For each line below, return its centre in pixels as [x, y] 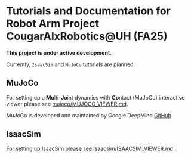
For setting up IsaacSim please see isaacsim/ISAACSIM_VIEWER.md [90, 148]
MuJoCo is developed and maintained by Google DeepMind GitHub [89, 115]
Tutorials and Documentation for [89, 11]
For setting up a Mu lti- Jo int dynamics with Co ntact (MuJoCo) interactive [95, 97]
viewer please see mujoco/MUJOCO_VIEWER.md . [67, 104]
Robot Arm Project [53, 24]
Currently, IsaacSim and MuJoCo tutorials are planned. [71, 64]
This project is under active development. [59, 52]
